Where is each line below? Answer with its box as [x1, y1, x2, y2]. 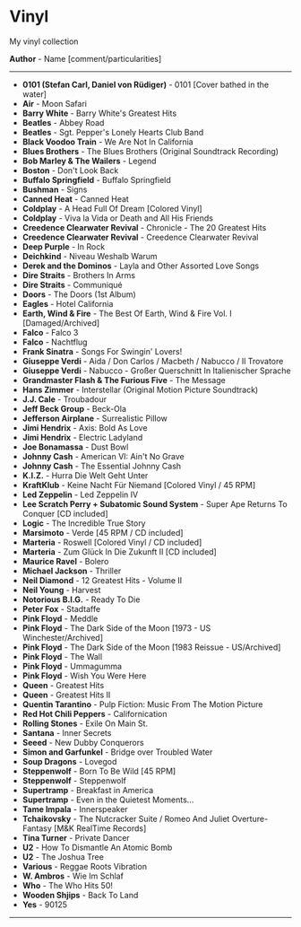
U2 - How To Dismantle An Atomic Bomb [21, 842, 173, 853]
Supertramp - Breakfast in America [21, 784, 154, 795]
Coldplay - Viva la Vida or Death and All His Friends [21, 213, 213, 223]
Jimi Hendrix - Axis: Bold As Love [21, 422, 148, 433]
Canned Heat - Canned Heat [21, 193, 130, 204]
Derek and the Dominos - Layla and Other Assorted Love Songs [21, 260, 260, 271]
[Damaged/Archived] [21, 317, 100, 328]
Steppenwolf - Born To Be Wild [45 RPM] [21, 765, 176, 776]
